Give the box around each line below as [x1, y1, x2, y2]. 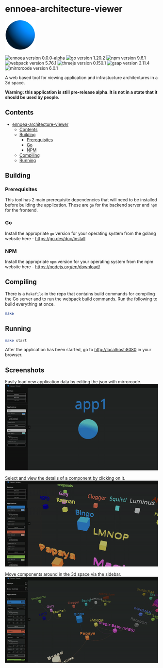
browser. [5, 352, 23, 358]
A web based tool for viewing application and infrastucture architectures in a [5, 74, 158, 81]
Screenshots [5, 366, 45, 374]
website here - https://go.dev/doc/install [5, 235, 86, 241]
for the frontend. [5, 207, 38, 213]
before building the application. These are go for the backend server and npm [5, 202, 158, 208]
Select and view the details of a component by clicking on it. [5, 475, 126, 481]
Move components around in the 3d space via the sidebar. [5, 571, 122, 577]
